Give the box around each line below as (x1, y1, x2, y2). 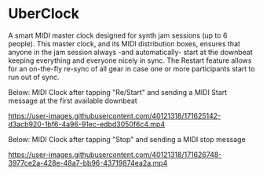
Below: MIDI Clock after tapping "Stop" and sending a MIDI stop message (8, 134, 246, 144)
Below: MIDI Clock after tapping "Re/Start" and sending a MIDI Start (8, 87, 228, 97)
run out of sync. (8, 72, 60, 82)
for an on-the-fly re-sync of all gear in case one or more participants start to (8, 64, 255, 73)
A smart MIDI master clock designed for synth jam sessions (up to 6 (8, 31, 228, 40)
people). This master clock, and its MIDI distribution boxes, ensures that (8, 38, 241, 48)
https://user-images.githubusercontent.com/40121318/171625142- (8, 111, 221, 120)
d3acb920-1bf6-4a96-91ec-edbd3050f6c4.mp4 (8, 119, 166, 129)
